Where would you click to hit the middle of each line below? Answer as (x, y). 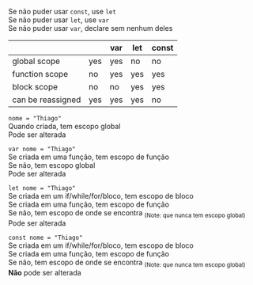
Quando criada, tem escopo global (64, 126)
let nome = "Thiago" (42, 188)
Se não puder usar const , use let (62, 11)
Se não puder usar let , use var (59, 20)
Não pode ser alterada (45, 272)
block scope (35, 87)
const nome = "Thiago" (45, 237)
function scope (40, 74)
